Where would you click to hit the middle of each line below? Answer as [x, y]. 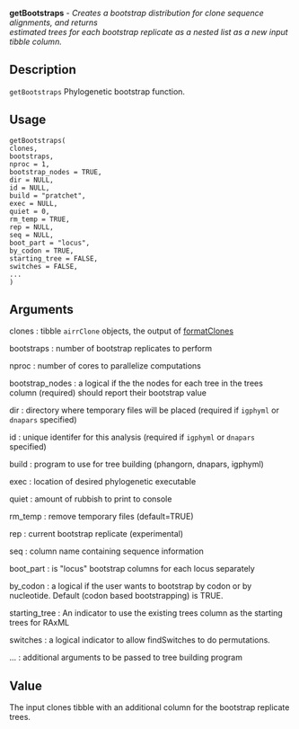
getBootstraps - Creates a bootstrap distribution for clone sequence [137, 13]
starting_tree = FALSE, [54, 258]
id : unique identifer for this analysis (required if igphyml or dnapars [132, 437]
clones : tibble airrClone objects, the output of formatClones [122, 331]
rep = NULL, [31, 227]
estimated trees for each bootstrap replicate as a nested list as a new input [149, 32]
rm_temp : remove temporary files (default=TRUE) [102, 517]
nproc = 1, [30, 164]
